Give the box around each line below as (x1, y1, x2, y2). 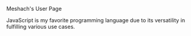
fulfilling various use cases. (6, 23, 75, 30)
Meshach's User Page (6, 5, 62, 12)
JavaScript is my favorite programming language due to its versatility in (6, 17, 186, 23)
